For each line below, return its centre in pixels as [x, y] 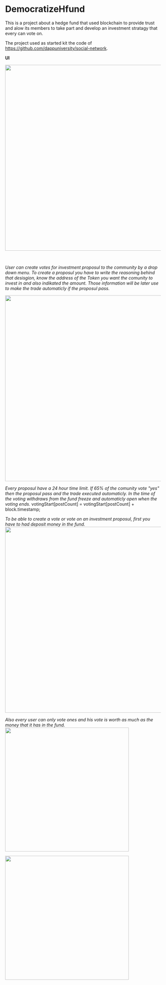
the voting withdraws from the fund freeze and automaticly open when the [81, 499]
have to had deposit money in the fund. [45, 524]
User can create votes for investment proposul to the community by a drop [82, 267]
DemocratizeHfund [45, 9]
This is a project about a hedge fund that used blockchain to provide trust [80, 23]
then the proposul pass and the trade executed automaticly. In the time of [80, 493]
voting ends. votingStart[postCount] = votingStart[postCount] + [70, 504]
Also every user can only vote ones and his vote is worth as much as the [79, 719]
